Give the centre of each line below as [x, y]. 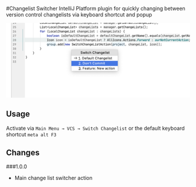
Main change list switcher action [53, 178]
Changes [23, 152]
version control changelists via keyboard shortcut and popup [79, 15]
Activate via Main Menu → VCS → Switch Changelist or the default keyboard [95, 128]
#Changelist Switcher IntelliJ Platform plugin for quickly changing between [96, 8]
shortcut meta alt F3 [31, 134]
